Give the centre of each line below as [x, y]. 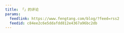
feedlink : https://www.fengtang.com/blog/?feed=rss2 [64, 18]
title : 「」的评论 [22, 9]
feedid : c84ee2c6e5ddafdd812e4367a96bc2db [53, 23]
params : [13, 14]
